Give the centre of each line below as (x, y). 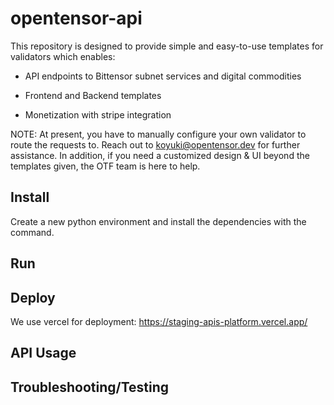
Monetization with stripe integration (98, 114)
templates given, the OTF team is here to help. (105, 166)
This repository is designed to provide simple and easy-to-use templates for (167, 46)
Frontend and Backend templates (93, 95)
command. (32, 232)
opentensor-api (76, 18)
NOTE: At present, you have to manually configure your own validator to (158, 134)
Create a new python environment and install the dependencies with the (158, 221)
